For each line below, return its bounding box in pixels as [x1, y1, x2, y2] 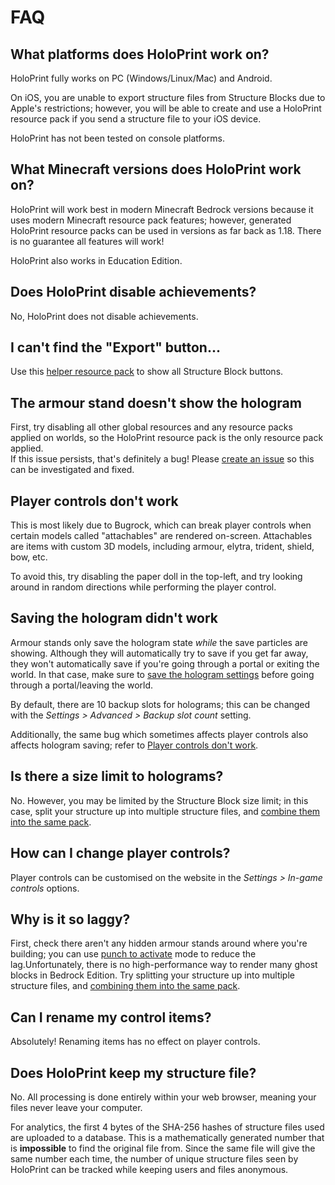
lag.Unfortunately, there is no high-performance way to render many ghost [10, 959, 318, 971]
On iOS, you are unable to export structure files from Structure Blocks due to [10, 92, 326, 103]
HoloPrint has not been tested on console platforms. [10, 132, 225, 144]
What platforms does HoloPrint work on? [10, 46, 270, 63]
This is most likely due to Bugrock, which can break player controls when [10, 519, 312, 531]
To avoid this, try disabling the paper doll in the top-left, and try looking [10, 571, 303, 583]
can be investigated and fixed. [10, 464, 135, 476]
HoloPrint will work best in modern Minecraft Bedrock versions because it [10, 203, 314, 215]
